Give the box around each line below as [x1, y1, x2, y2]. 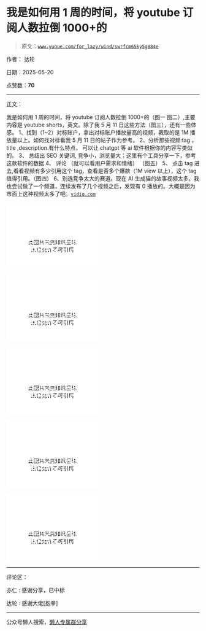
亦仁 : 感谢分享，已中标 [6, 586, 65, 594]
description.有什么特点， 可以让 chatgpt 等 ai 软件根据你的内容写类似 [18, 144, 193, 151]
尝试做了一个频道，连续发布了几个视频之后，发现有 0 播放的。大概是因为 [11, 182, 196, 190]
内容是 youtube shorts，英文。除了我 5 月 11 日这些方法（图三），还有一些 [6, 121, 191, 128]
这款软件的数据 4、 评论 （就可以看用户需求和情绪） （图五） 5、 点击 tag [6, 159, 193, 166]
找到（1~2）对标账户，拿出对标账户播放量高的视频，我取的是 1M [26, 128, 189, 136]
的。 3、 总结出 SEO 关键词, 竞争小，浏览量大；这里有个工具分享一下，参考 [6, 152, 196, 159]
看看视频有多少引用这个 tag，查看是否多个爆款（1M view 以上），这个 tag [13, 167, 197, 174]
